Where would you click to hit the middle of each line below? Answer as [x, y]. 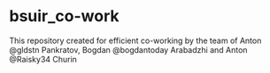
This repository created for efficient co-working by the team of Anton [135, 40]
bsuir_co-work [64, 16]
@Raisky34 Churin [43, 59]
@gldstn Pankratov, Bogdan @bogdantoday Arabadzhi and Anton [128, 49]
